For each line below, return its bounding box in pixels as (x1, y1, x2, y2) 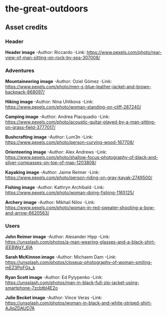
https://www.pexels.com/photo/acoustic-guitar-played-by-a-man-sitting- (5, 119, 156, 125)
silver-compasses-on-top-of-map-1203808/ (5, 159, 96, 165)
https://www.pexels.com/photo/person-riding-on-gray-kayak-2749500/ (5, 174, 153, 180)
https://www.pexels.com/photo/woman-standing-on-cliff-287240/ (5, 104, 141, 110)
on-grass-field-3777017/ (5, 124, 56, 130)
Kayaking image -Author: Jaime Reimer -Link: (5, 169, 100, 175)
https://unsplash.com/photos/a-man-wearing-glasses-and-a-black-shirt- (5, 239, 156, 245)
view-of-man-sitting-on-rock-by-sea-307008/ (5, 54, 101, 60)
